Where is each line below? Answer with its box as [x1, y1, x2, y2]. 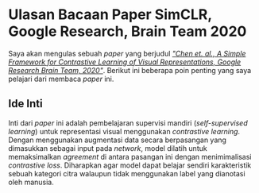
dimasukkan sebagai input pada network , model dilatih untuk [8, 143, 208, 152]
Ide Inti [8, 97, 43, 110]
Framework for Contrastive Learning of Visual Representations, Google [8, 57, 242, 67]
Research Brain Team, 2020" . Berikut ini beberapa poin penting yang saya [8, 65, 252, 75]
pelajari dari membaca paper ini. [8, 74, 114, 83]
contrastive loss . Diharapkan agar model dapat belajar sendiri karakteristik [8, 160, 252, 170]
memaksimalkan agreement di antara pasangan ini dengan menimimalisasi [8, 152, 252, 161]
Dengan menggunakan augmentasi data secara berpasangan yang [8, 135, 226, 145]
